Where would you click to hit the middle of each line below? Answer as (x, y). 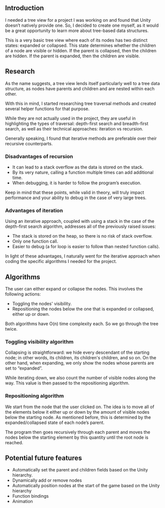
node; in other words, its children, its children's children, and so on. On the (81, 358)
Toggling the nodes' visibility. (42, 304)
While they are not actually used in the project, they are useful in (70, 118)
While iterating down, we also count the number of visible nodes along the (81, 378)
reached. (14, 442)
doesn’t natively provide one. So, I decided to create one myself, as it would (82, 25)
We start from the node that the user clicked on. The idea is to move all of (80, 407)
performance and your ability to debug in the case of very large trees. (76, 198)
